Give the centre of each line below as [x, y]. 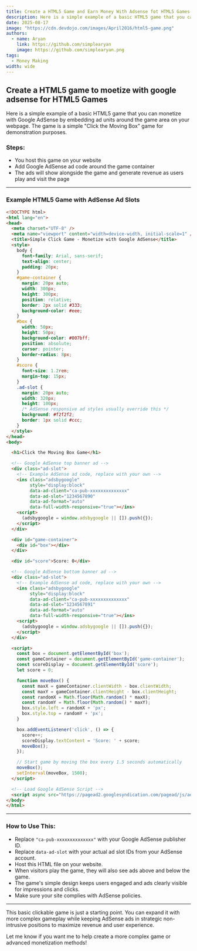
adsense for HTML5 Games [57, 99]
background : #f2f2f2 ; [48, 415]
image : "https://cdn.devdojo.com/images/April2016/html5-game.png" [90, 28]
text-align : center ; [47, 261]
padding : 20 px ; [40, 267]
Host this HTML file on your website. [59, 864]
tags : [13, 55]
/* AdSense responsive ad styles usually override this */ [95, 409]
